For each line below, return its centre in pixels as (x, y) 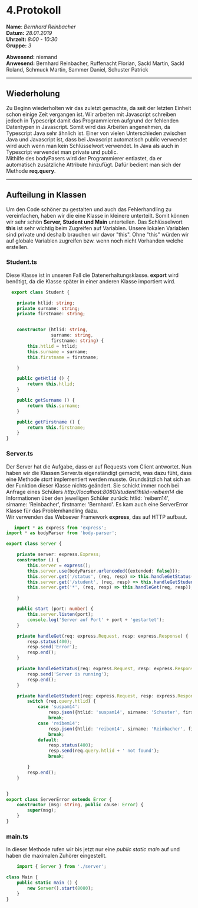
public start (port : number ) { (55, 609)
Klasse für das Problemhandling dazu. (52, 510)
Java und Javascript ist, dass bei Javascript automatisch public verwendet (97, 139)
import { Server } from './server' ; (62, 867)
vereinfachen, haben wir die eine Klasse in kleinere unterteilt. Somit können (98, 215)
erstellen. (17, 247)
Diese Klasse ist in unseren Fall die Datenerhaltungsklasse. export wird (92, 275)
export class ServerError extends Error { (59, 799)
